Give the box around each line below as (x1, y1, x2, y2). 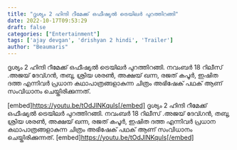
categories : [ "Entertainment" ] (7, 30, 100, 38)
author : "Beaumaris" (7, 43, 69, 50)
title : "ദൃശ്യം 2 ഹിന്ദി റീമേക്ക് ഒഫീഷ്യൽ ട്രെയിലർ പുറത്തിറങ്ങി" (7, 10, 179, 18)
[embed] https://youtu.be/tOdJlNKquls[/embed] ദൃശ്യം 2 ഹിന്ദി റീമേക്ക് (7, 101, 208, 109)
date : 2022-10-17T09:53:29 (7, 17, 88, 24)
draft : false (7, 23, 46, 31)
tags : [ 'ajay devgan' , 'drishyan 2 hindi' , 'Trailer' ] (7, 37, 174, 44)
